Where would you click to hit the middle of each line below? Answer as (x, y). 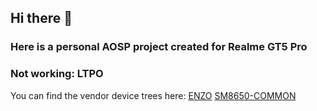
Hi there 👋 (41, 18)
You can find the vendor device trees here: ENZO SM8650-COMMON (153, 95)
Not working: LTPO (57, 74)
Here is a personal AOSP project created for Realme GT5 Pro (159, 47)
